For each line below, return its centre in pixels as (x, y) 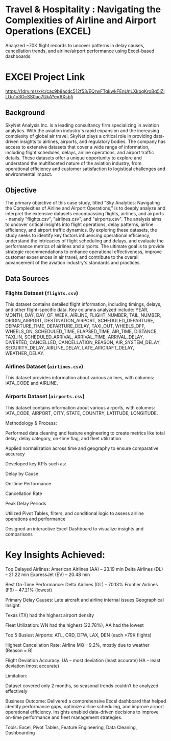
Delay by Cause (22, 474)
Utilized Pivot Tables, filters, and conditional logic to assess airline (75, 513)
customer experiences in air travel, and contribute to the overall (72, 257)
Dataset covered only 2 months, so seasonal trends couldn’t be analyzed (82, 686)
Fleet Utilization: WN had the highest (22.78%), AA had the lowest (75, 625)
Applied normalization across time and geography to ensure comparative (82, 448)
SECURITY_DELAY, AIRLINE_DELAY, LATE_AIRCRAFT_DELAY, (70, 348)
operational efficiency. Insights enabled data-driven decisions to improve (82, 712)
